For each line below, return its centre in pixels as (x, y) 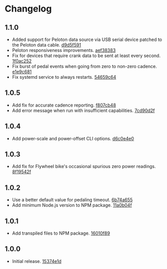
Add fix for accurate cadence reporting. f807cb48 (64, 105)
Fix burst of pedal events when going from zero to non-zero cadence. (85, 66)
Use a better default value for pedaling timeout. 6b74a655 (72, 200)
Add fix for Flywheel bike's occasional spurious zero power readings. (84, 167)
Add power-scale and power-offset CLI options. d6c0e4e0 (73, 138)
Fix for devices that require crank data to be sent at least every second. (86, 56)
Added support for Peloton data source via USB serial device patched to (87, 39)
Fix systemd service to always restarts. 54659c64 (64, 77)
